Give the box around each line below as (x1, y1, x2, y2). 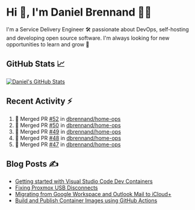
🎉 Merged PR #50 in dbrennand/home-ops (14, 122, 122, 129)
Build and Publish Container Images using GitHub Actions (14, 197, 158, 204)
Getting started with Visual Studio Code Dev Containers (14, 178, 153, 185)
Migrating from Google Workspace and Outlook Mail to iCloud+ (14, 191, 172, 198)
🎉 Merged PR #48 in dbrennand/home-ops (14, 134, 122, 141)
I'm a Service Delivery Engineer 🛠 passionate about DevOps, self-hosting (6, 25, 190, 32)
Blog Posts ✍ (6, 159, 59, 169)
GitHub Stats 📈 (6, 59, 65, 69)
